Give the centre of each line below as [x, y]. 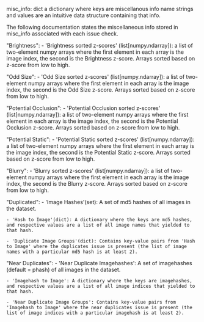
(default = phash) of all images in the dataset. [64, 269]
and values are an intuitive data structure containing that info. [83, 15]
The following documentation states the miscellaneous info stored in [92, 27]
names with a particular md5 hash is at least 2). [72, 252]
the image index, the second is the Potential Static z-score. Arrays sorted [98, 152]
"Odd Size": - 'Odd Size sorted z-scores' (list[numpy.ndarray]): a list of [96, 77]
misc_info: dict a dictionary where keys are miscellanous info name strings [100, 9]
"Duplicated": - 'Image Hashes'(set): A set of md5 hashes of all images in [98, 202]
